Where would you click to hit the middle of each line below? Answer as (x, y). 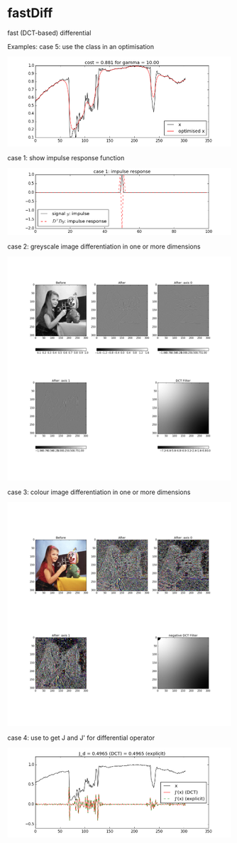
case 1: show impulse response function (66, 157)
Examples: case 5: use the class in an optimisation (81, 46)
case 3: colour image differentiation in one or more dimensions (99, 492)
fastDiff (30, 13)
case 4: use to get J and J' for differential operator (81, 738)
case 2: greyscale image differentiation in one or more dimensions (104, 246)
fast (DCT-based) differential (49, 33)
